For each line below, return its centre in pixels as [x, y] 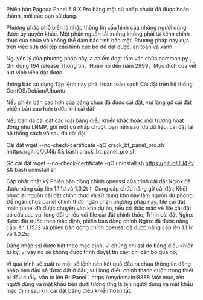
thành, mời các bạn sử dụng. [42, 16]
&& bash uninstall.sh [31, 170]
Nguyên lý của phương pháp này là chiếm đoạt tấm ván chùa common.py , [99, 58]
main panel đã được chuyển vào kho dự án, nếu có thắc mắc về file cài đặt [99, 208]
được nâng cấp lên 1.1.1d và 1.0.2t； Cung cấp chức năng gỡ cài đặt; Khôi [97, 188]
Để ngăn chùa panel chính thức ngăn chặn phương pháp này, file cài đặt [96, 202]
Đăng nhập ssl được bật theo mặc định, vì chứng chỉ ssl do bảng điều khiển [100, 246]
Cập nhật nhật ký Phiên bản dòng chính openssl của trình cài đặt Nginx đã [99, 181]
